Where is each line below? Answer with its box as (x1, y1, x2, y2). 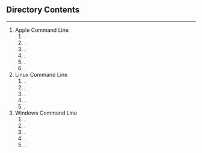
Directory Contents (6, 5, 80, 15)
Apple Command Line (14, 26, 69, 34)
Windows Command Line (14, 109, 78, 116)
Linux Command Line (14, 71, 68, 78)
